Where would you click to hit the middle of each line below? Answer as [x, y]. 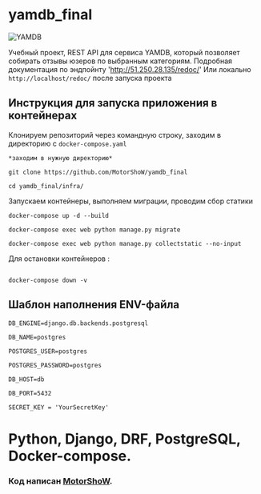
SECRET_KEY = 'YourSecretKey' [59, 407]
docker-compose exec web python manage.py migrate [94, 230]
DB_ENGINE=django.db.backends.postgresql [78, 323]
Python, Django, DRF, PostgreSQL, [124, 439]
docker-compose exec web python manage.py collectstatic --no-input [125, 243]
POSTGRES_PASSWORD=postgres [55, 365]
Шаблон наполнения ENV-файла [94, 305]
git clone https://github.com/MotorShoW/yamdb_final [98, 172]
